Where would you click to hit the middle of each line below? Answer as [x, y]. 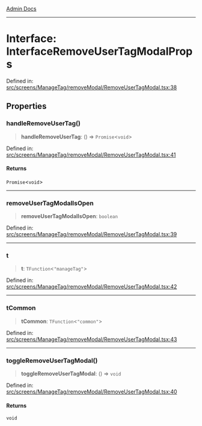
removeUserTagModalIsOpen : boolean [69, 216]
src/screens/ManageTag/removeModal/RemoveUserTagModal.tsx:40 [92, 392]
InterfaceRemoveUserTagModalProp [99, 52]
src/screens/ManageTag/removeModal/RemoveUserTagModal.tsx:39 [92, 234]
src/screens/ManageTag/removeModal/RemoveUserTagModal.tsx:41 [91, 155]
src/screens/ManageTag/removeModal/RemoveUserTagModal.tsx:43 [92, 339]
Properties [26, 106]
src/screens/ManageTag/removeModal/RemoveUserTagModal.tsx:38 [92, 87]
